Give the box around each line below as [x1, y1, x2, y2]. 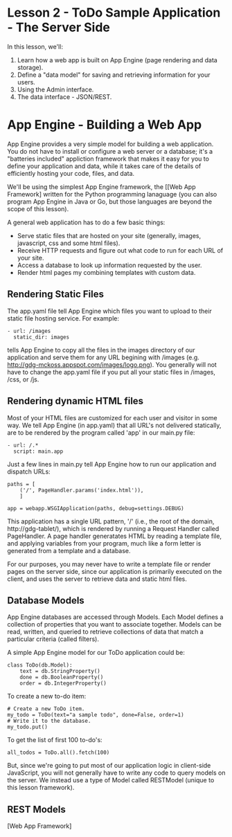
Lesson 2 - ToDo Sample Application [7, 5, 221, 21]
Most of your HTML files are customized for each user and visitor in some [7, 413, 218, 422]
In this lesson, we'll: [7, 42, 64, 51]
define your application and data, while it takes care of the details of [7, 161, 202, 170]
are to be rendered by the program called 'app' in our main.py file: [7, 428, 195, 437]
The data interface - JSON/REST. [17, 92, 112, 101]
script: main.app [13, 448, 64, 455]
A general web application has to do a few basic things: [7, 218, 166, 226]
